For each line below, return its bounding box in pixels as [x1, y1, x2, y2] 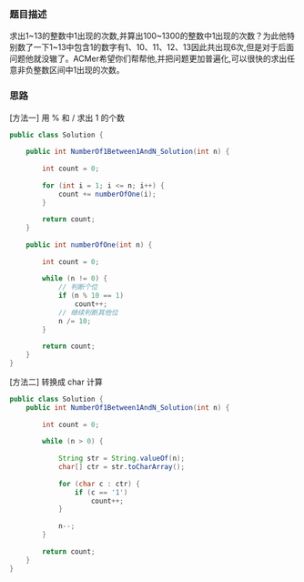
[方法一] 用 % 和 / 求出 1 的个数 [9, 112, 126, 123]
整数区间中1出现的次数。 [33, 65, 125, 76]
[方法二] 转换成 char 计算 [9, 376, 103, 388]
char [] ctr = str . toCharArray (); [57, 463, 185, 472]
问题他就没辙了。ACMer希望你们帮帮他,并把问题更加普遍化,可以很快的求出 [9, 53, 288, 65]
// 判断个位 [57, 282, 98, 292]
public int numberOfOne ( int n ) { [25, 240, 153, 250]
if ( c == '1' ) [74, 487, 128, 497]
